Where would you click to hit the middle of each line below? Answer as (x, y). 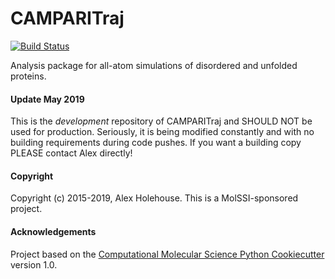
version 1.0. (34, 264)
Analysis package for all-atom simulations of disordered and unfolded (154, 65)
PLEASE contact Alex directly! (71, 153)
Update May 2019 (47, 99)
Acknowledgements (53, 231)
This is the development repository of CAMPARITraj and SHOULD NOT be (161, 121)
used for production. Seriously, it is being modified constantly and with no (162, 132)
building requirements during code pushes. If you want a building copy (156, 143)
